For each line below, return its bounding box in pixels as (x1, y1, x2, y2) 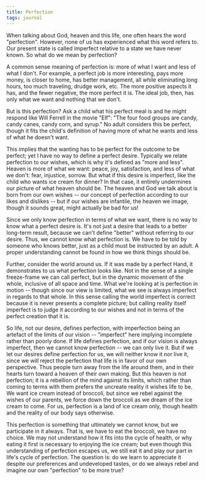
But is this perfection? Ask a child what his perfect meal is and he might (6, 107, 187, 115)
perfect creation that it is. (6, 312, 70, 319)
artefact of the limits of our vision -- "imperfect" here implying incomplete (6, 330, 193, 338)
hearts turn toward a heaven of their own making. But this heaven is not (6, 370, 187, 377)
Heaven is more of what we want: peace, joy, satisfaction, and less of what (6, 165, 195, 172)
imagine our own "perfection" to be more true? (6, 467, 124, 474)
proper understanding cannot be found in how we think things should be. (6, 248, 191, 256)
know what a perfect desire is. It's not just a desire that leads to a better (6, 222, 188, 230)
